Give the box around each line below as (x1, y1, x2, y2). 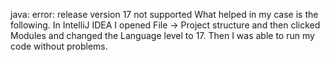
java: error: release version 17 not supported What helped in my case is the (10, 9, 319, 20)
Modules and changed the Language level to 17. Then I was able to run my (10, 30, 315, 41)
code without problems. (10, 40, 108, 52)
